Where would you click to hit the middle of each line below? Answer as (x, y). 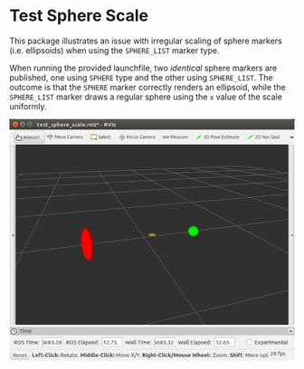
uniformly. (28, 106)
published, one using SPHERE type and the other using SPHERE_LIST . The (141, 77)
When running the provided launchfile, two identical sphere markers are (143, 68)
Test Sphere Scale (79, 16)
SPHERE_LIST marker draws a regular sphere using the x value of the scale (146, 97)
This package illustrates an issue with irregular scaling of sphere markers (146, 41)
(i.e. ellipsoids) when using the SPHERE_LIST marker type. (114, 50)
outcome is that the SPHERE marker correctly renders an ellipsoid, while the (148, 87)
